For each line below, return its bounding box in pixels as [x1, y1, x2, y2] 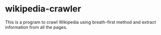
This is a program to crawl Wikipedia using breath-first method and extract [5, 19, 156, 25]
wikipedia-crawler [5, 3, 81, 14]
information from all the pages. [5, 24, 68, 30]
